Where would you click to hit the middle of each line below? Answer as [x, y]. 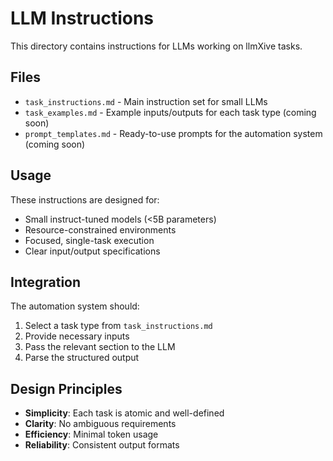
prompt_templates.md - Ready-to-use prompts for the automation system [173, 133]
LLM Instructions [82, 18]
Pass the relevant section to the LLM [100, 347]
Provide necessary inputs [77, 336]
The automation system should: [75, 306]
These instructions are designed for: [85, 199]
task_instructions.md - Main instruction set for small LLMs [146, 101]
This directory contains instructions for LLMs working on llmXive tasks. [156, 46]
